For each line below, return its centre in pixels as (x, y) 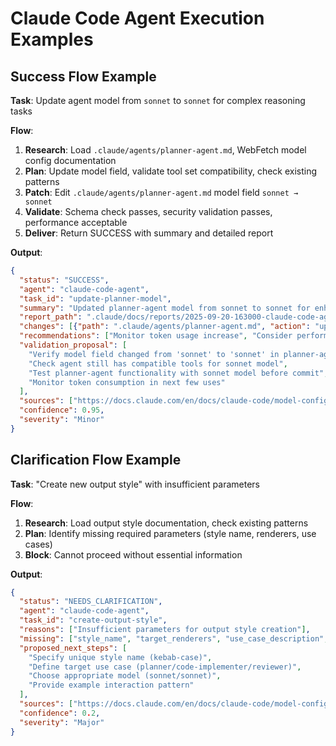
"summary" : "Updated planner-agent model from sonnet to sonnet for (165, 308)
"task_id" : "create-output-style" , (93, 620)
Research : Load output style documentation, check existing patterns (166, 523)
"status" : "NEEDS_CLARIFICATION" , (91, 602)
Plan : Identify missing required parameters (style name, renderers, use (170, 533)
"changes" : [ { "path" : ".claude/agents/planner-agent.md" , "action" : (165, 327)
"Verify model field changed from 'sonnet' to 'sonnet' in (154, 354)
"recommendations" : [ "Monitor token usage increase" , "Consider (156, 336)
